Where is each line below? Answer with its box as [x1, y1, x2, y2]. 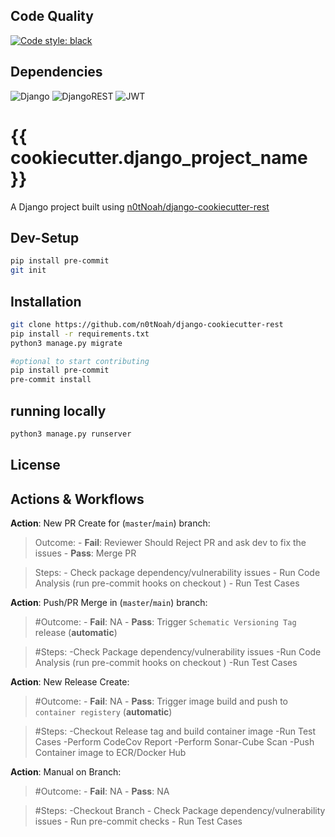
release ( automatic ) [34, 627, 118, 639]
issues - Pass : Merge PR [34, 547, 137, 559]
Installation [10, 293, 82, 310]
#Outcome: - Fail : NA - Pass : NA [34, 785, 170, 798]
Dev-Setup [10, 229, 80, 246]
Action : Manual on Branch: [10, 766, 122, 778]
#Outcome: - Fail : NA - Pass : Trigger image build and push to [34, 695, 289, 708]
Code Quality [10, 8, 94, 25]
